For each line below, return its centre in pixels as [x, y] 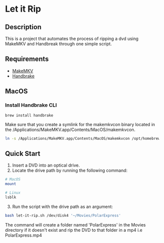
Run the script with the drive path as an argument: [62, 206]
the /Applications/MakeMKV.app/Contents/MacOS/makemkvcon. [70, 130]
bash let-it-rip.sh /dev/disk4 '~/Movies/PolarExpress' [63, 215]
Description [23, 27]
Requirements [27, 59]
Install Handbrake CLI [31, 105]
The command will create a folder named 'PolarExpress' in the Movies [75, 224]
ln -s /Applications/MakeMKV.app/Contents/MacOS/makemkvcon [68, 138]
